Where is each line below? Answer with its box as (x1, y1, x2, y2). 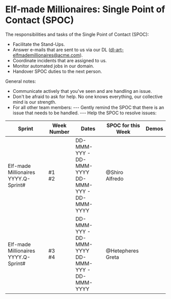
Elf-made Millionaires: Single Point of (5, 4, 165, 15)
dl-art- (110, 46, 124, 53)
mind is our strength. (12, 98, 56, 105)
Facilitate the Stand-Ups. (12, 41, 65, 47)
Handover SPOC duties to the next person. (12, 68, 102, 74)
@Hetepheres (105, 247, 139, 254)
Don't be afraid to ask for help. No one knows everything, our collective (12, 93, 163, 99)
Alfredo (105, 175, 124, 182)
